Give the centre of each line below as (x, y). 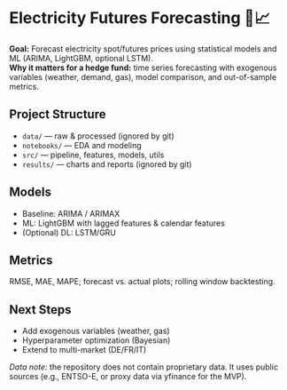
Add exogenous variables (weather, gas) (96, 331)
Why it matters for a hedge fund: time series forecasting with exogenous (143, 68)
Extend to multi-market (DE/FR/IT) (84, 350)
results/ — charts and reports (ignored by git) (107, 164)
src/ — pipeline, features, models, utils (93, 155)
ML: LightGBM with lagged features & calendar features (124, 223)
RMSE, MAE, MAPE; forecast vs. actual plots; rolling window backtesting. (143, 282)
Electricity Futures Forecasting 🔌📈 (140, 18)
